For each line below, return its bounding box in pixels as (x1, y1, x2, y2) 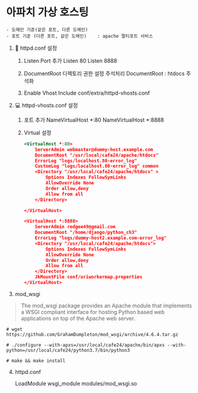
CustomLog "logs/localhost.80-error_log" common (35, 163, 159, 170)
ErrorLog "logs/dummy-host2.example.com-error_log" (35, 235, 167, 241)
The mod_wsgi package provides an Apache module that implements (20, 302, 192, 309)
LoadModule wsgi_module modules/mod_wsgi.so (14, 380, 137, 387)
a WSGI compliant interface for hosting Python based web (20, 308, 165, 315)
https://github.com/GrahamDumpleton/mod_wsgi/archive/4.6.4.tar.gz (6, 331, 179, 337)
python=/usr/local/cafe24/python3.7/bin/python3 (6, 347, 130, 353)
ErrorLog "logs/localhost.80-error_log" (35, 158, 137, 164)
